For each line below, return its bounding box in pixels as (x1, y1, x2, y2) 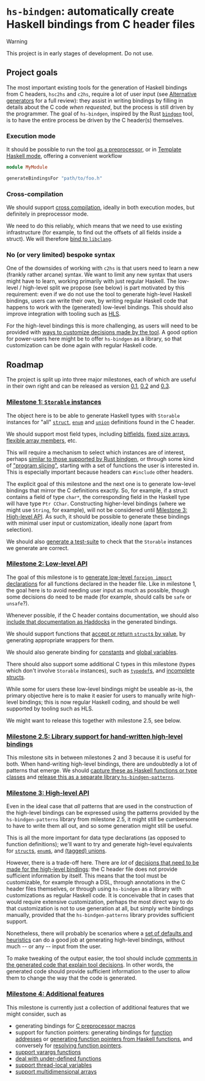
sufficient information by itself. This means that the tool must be (6, 872, 167, 879)
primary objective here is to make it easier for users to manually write (6, 691, 181, 699)
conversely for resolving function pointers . (15, 1042, 123, 1049)
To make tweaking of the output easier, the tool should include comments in (6, 954, 198, 962)
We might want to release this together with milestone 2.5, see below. (6, 717, 182, 724)
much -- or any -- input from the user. (6, 943, 102, 950)
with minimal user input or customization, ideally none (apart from (6, 519, 173, 527)
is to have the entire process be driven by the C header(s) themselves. (6, 116, 184, 124)
